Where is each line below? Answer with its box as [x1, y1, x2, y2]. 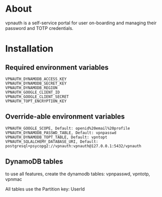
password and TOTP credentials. [5, 25, 73, 31]
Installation [5, 43, 54, 55]
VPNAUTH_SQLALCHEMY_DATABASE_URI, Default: [5, 139, 99, 144]
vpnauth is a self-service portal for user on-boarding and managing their [5, 20, 157, 26]
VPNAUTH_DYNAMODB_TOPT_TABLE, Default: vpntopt [5, 135, 108, 140]
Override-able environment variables [5, 112, 125, 121]
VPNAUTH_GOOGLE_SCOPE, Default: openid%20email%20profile [5, 126, 130, 131]
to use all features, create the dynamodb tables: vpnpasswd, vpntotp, [5, 171, 150, 177]
